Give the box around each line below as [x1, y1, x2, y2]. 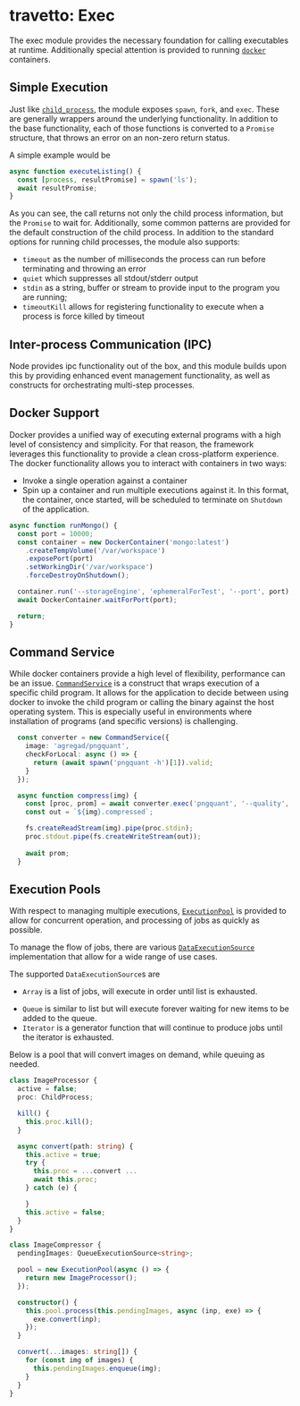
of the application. [21, 503, 89, 515]
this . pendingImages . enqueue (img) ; [32, 1364, 162, 1373]
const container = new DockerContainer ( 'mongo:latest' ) [17, 538, 229, 547]
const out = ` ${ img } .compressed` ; [25, 807, 154, 817]
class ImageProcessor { [9, 1076, 98, 1086]
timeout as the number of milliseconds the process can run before [21, 254, 266, 265]
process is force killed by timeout [21, 311, 145, 322]
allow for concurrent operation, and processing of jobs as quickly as [9, 915, 261, 926]
